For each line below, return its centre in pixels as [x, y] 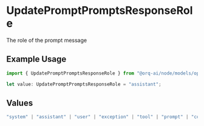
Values [20, 103]
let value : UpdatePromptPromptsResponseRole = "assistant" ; [84, 84]
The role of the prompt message [46, 40]
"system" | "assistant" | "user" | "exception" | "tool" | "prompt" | [97, 117]
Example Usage [36, 59]
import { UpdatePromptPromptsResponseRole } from [70, 73]
